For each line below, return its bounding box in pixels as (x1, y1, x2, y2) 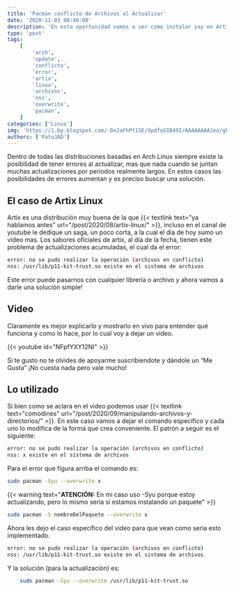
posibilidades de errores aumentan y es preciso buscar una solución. (7, 175, 205, 183)
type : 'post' (7, 29, 45, 37)
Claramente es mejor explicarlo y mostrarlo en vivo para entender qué (7, 321, 209, 330)
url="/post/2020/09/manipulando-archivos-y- (61, 409, 193, 418)
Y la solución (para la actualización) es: (7, 564, 120, 572)
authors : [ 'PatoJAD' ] (7, 133, 70, 140)
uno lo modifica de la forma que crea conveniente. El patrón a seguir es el (7, 424, 219, 433)
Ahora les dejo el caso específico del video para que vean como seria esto (7, 523, 221, 532)
